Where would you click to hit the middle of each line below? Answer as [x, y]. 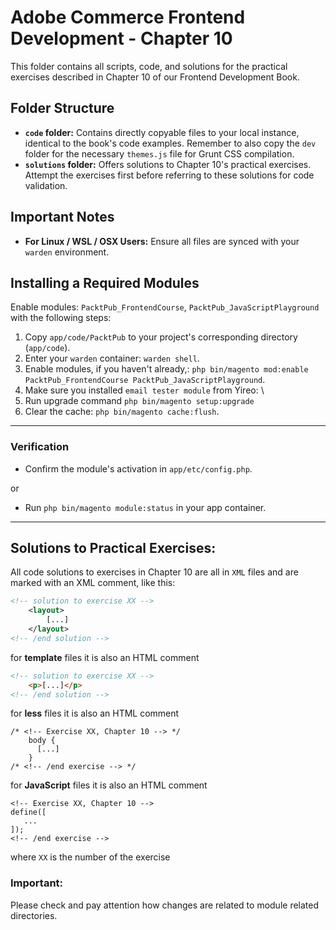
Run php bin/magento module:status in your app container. [145, 507]
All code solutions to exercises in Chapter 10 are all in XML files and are [154, 572]
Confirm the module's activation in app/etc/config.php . [138, 468]
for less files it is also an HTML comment [95, 713]
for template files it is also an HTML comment [105, 657]
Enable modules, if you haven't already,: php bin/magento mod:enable [166, 369]
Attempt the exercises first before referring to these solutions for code [169, 175]
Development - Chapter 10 [121, 38]
